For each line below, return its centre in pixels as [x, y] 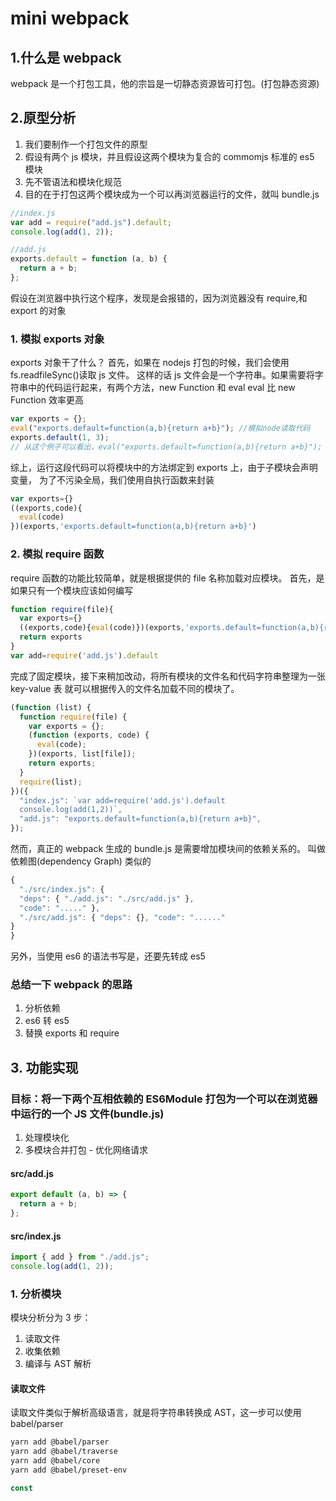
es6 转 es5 [47, 1021]
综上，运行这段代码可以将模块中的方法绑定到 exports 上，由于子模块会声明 [164, 467]
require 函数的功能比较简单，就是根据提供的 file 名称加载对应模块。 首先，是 [167, 578]
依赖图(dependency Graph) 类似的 [81, 861]
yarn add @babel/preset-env [69, 1470]
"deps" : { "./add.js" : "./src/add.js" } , [107, 898]
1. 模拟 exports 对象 [57, 339]
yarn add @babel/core [55, 1461]
